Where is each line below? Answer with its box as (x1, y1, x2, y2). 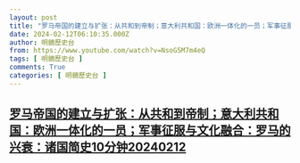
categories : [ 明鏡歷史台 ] (9, 71, 107, 80)
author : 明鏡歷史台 (9, 37, 75, 47)
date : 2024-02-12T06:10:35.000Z (9, 29, 129, 38)
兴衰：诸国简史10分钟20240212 (9, 140, 187, 155)
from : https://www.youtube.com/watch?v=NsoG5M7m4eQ (9, 46, 205, 55)
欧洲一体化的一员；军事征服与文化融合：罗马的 (32, 123, 291, 138)
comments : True (9, 63, 66, 72)
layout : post (9, 12, 58, 22)
